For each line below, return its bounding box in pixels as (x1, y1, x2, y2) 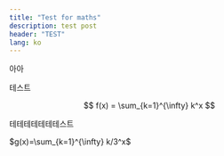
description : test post (9, 21, 98, 30)
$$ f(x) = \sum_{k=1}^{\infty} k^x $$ (83, 100, 216, 111)
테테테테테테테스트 (9, 119, 74, 129)
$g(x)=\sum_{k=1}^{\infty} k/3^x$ (9, 136, 132, 147)
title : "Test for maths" (9, 12, 101, 22)
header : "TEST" (9, 29, 66, 38)
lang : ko (9, 37, 42, 47)
